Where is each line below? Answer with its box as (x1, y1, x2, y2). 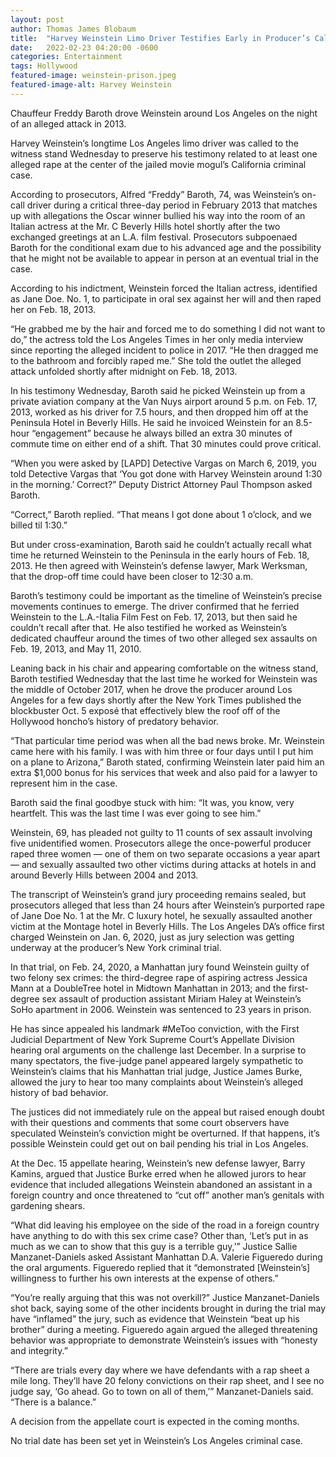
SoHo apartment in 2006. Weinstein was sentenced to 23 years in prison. (10, 1003, 312, 1015)
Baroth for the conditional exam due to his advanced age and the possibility (10, 241, 322, 253)
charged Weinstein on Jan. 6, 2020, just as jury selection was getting (10, 931, 295, 943)
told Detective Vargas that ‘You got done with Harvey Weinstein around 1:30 (10, 467, 323, 480)
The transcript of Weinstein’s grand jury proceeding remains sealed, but (10, 888, 307, 900)
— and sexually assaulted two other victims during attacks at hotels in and (10, 858, 317, 870)
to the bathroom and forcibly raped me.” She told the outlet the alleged (10, 354, 302, 366)
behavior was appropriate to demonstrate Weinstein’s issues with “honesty (10, 1334, 318, 1346)
